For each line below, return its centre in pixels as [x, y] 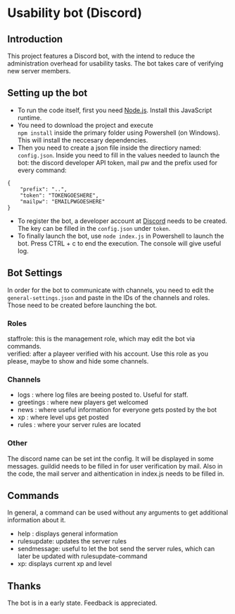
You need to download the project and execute [85, 125]
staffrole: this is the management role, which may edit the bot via [101, 338]
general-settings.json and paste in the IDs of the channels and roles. [109, 297]
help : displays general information [68, 534]
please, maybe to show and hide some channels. [78, 361]
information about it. [37, 520]
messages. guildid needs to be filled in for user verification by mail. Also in [115, 466]
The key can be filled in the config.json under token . [94, 228]
